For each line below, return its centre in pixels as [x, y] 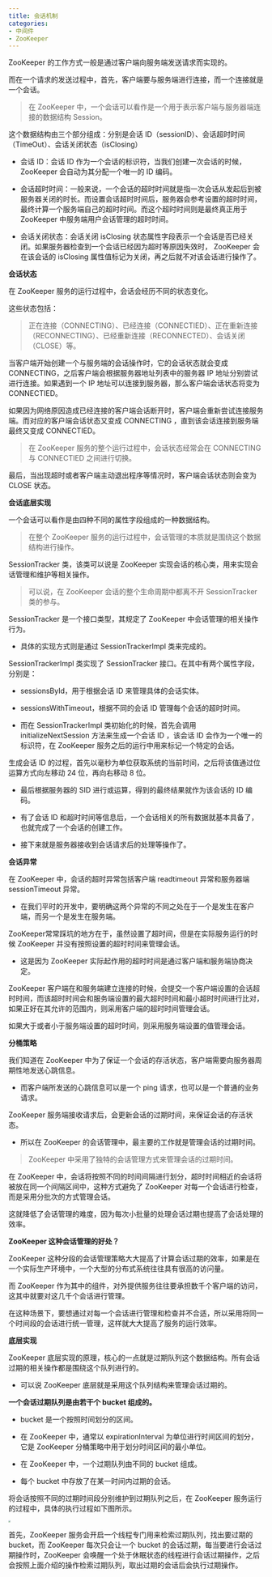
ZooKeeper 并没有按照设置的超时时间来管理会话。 [101, 944]
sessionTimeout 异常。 [47, 889]
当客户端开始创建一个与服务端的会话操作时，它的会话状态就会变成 [118, 363]
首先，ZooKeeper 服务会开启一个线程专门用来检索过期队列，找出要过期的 [131, 1535]
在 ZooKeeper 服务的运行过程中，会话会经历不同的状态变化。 [110, 291]
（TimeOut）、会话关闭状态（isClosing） [75, 145]
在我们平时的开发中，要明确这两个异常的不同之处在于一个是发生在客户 [137, 907]
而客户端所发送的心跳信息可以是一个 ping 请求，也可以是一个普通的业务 [139, 1088]
